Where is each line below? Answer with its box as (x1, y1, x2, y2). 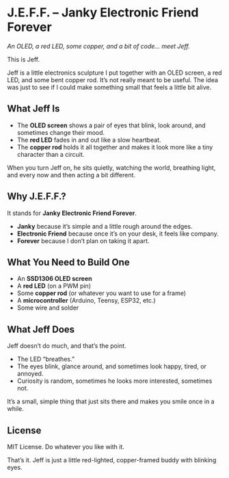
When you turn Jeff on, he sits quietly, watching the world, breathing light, (7, 163, 216, 172)
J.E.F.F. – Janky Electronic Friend (7, 5, 199, 21)
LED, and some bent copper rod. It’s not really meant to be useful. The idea (7, 75, 219, 84)
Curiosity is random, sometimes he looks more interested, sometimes (16, 377, 213, 385)
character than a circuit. (16, 150, 85, 158)
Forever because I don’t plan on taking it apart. (16, 236, 150, 244)
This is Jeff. (7, 55, 40, 63)
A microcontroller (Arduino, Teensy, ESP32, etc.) (16, 297, 156, 305)
